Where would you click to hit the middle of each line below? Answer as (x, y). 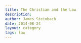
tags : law (15, 33)
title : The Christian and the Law (41, 10)
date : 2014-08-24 (23, 23)
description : (19, 14)
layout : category (23, 28)
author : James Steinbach (31, 19)
